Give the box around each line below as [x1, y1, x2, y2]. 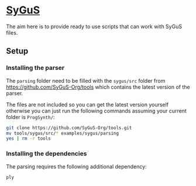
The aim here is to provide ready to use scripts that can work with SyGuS [6, 23, 183, 30]
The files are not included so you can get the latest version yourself [6, 101, 169, 108]
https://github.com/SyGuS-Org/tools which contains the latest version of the [6, 83, 190, 90]
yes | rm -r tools [6, 136, 51, 141]
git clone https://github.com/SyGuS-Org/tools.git [6, 124, 132, 131]
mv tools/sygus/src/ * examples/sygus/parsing [6, 130, 119, 136]
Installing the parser [6, 64, 65, 72]
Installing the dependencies [6, 150, 87, 158]
